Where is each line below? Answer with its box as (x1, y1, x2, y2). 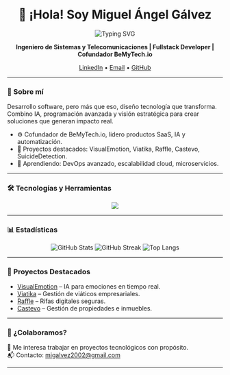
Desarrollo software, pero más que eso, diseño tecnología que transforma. (7, 103, 217, 111)
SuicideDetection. (16, 152, 68, 160)
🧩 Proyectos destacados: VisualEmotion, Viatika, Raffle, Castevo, (16, 145, 200, 154)
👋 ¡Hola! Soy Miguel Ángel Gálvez (18, 7, 212, 23)
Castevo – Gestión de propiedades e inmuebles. (16, 304, 153, 313)
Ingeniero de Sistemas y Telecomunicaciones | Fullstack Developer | (16, 43, 214, 51)
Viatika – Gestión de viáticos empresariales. (16, 290, 140, 298)
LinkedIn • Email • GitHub (78, 63, 152, 71)
